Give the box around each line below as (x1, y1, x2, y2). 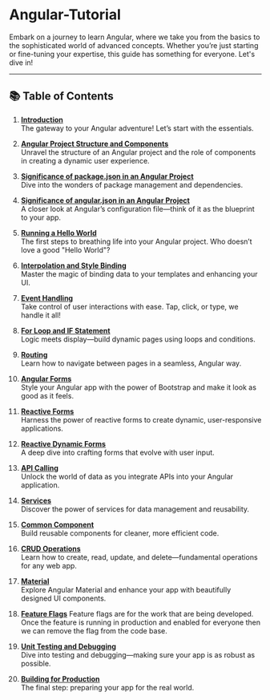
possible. (20, 658, 51, 668)
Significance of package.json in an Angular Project (20, 171, 195, 181)
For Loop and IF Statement (20, 326, 111, 335)
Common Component (20, 520, 95, 529)
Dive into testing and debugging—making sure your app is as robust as (20, 649, 256, 659)
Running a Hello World (20, 228, 97, 237)
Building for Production (20, 674, 100, 683)
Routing (20, 350, 48, 359)
